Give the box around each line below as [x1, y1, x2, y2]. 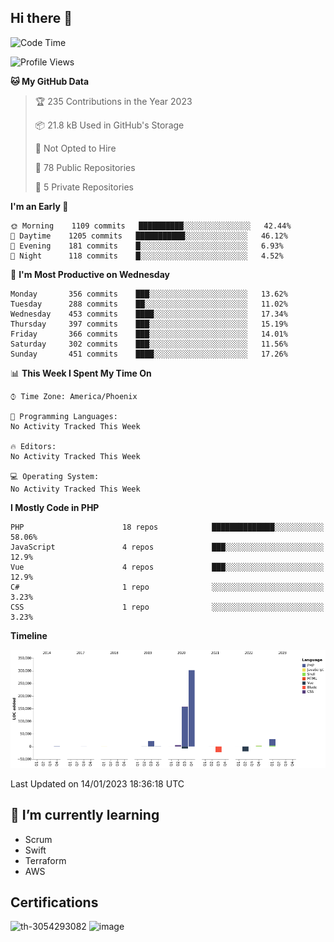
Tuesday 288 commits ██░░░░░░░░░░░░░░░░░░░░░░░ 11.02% [10, 299, 288, 309]
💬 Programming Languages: [10, 411, 118, 421]
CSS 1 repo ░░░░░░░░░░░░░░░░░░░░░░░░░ [10, 602, 325, 612]
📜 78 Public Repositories [34, 161, 136, 173]
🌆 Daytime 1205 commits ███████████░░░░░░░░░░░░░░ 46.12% [10, 231, 288, 241]
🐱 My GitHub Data [10, 75, 90, 87]
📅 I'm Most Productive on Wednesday [10, 268, 170, 280]
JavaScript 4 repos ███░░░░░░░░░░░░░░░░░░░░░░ [10, 542, 325, 552]
